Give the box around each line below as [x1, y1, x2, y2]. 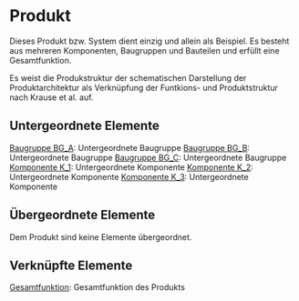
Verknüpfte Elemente [9, 257, 133, 273]
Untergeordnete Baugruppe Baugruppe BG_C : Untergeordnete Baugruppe [9, 152, 287, 163]
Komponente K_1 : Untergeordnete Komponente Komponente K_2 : [9, 161, 253, 173]
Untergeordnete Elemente [9, 118, 160, 134]
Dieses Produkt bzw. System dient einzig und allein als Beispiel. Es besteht [9, 35, 290, 46]
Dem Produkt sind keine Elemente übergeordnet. [9, 231, 192, 242]
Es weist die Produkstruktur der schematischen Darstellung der [9, 72, 247, 83]
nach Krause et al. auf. [9, 92, 94, 103]
